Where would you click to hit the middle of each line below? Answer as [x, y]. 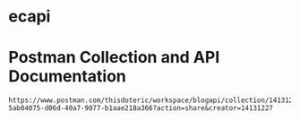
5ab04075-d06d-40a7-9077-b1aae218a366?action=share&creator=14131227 [141, 108]
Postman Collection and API [114, 58]
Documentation [68, 77]
